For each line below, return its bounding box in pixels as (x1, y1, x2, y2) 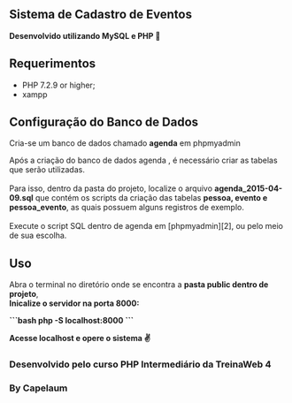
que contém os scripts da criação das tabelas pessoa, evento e (35, 193, 268, 203)
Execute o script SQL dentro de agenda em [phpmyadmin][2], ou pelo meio (9, 221, 283, 232)
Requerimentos (9, 57, 96, 72)
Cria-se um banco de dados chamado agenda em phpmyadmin (9, 138, 241, 148)
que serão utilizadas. (9, 164, 86, 175)
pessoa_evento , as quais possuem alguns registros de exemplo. (9, 202, 245, 213)
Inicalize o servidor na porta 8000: (9, 298, 140, 308)
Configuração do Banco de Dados (9, 115, 199, 130)
